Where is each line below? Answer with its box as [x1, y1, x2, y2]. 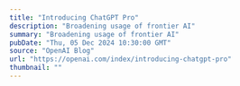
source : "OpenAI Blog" [9, 47, 95, 56]
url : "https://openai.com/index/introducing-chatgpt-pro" [9, 55, 232, 64]
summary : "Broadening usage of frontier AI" [9, 30, 180, 39]
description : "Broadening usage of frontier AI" [9, 21, 196, 30]
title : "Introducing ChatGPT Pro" [9, 13, 140, 22]
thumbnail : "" [9, 64, 63, 73]
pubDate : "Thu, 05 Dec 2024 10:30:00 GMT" [9, 38, 171, 47]
